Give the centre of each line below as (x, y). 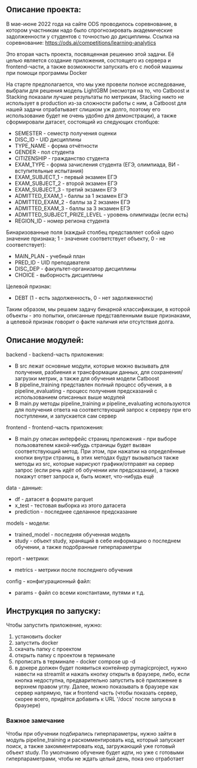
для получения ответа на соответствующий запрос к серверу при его (103, 409)
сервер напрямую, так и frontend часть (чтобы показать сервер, (96, 693)
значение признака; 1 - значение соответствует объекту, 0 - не (86, 239)
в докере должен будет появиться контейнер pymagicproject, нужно (101, 668)
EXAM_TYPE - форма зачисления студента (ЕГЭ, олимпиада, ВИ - (97, 164)
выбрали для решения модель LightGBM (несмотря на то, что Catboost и (98, 90)
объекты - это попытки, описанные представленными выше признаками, (98, 315)
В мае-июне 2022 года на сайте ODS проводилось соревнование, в (92, 24)
